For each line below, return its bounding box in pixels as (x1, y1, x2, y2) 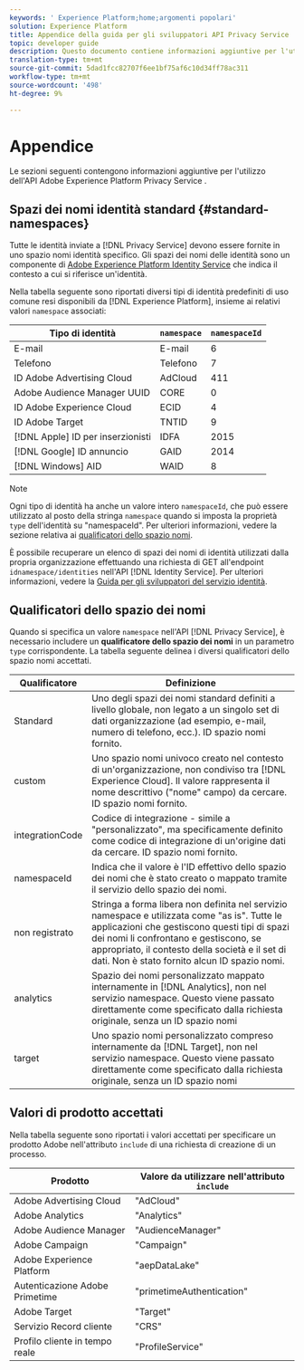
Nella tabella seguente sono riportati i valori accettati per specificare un (9, 1129, 276, 1140)
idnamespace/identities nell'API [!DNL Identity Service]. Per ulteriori (9, 567, 264, 578)
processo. (9, 1148, 47, 1159)
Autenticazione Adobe (14, 1279, 109, 1291)
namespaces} (9, 216, 90, 231)
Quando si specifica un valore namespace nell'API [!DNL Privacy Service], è (9, 627, 285, 637)
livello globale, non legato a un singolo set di (91, 704, 280, 716)
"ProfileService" (134, 1340, 204, 1353)
